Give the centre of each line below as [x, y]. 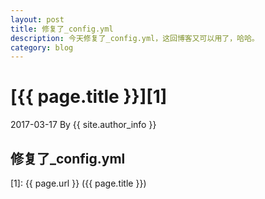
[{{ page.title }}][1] [89, 97]
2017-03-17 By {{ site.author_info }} [83, 125]
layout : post [37, 19]
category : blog [42, 47]
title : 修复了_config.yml [62, 29]
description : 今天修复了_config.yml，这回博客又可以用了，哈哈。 [135, 38]
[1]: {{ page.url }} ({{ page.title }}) [78, 183]
